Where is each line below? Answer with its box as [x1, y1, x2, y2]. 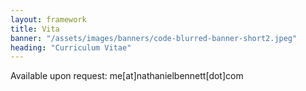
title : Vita [10, 24, 60, 34]
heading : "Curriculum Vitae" [10, 42, 132, 53]
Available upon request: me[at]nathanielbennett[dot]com [10, 70, 244, 82]
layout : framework [10, 14, 87, 25]
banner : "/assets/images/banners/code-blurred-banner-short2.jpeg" [10, 33, 298, 43]
